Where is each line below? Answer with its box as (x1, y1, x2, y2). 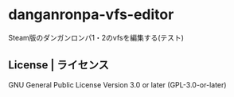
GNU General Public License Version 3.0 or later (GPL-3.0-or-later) (8, 80, 227, 89)
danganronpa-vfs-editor (8, 6, 174, 24)
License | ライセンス (8, 58, 110, 72)
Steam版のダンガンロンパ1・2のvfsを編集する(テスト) (8, 33, 185, 42)
